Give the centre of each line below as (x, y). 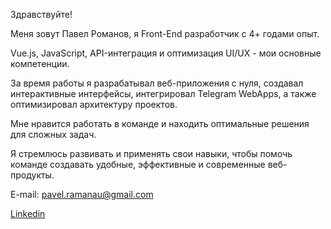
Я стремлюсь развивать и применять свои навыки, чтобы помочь (151, 153)
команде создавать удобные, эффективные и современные (138, 164)
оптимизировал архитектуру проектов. (94, 104)
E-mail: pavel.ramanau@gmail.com (82, 194)
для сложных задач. (53, 134)
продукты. (32, 175)
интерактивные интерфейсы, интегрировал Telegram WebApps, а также (163, 93)
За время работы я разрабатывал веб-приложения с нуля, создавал (157, 83)
